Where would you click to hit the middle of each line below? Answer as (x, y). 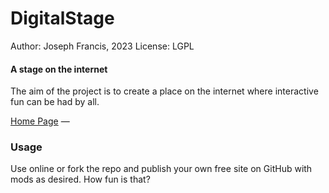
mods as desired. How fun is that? (80, 179)
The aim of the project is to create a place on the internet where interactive (164, 91)
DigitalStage (62, 18)
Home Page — (40, 121)
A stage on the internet (59, 69)
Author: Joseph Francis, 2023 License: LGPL (102, 46)
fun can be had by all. (55, 102)
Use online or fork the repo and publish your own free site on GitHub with (161, 169)
